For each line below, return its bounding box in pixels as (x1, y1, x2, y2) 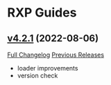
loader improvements (17, 64, 78, 72)
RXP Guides (7, 5, 77, 21)
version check (17, 71, 58, 79)
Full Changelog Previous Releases (7, 50, 105, 59)
